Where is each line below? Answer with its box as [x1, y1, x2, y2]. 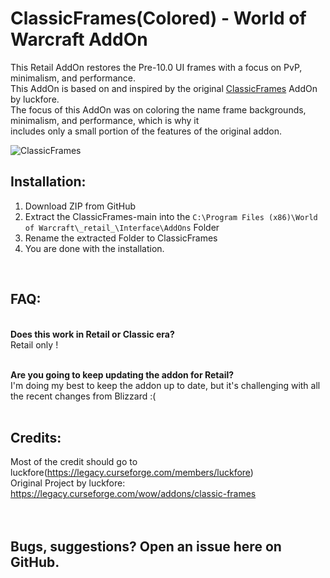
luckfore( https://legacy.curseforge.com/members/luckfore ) [10, 467, 254, 479]
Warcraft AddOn [10, 28, 148, 51]
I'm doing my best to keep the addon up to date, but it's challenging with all [10, 379, 321, 391]
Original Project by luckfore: [10, 477, 126, 489]
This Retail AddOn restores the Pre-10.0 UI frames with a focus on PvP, [10, 61, 303, 73]
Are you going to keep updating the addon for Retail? [10, 368, 235, 381]
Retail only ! [10, 338, 59, 351]
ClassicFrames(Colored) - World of [10, 7, 307, 30]
